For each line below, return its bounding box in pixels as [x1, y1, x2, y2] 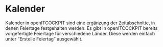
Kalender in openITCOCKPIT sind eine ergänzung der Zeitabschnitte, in [5, 20, 155, 26]
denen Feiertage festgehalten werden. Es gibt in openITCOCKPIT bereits [5, 25, 158, 31]
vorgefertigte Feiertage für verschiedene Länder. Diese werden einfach [5, 30, 155, 36]
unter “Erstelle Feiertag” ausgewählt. [5, 36, 83, 42]
